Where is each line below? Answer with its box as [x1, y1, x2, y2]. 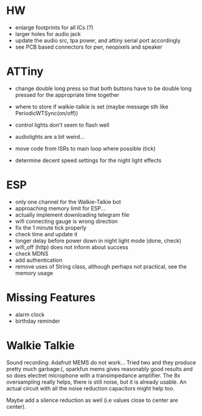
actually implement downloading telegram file [15, 211, 130, 218]
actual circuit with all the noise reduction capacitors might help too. [6, 384, 175, 392]
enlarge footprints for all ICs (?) [15, 24, 94, 31]
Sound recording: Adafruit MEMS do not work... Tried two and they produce [6, 359, 197, 366]
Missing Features [6, 291, 96, 305]
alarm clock [15, 311, 45, 318]
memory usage [15, 269, 54, 277]
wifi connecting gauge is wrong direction [15, 217, 118, 225]
